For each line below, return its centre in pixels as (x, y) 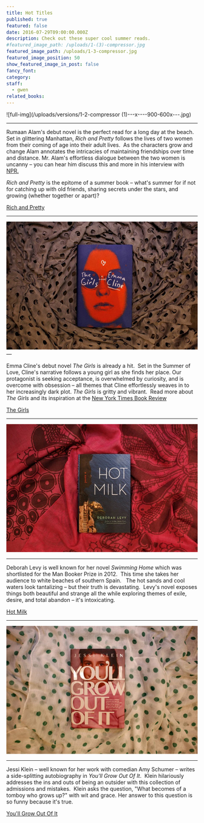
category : (19, 77)
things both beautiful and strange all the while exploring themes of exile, (97, 593)
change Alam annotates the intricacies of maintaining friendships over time (100, 151)
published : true (27, 19)
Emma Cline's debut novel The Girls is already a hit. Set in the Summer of (98, 366)
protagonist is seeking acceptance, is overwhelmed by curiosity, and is (95, 379)
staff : (15, 83)
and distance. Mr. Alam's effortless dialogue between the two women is (96, 158)
